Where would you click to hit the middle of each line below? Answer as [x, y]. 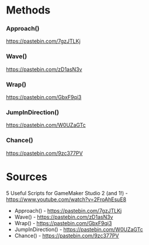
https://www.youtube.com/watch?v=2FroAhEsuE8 [66, 199]
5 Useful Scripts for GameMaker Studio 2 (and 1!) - [67, 193]
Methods [28, 10]
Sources [27, 177]
